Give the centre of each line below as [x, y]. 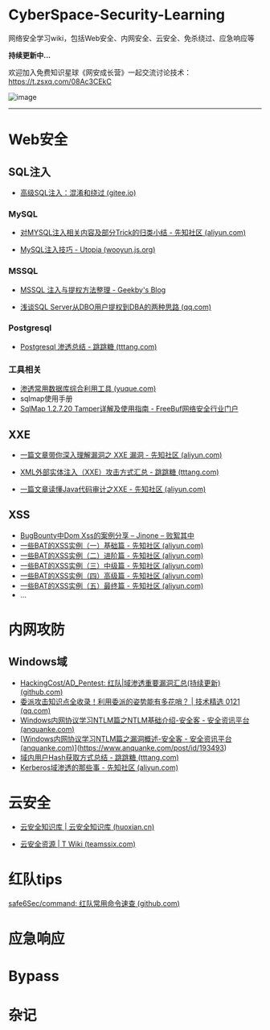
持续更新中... [30, 55]
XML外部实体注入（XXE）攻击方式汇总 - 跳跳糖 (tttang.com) [119, 472]
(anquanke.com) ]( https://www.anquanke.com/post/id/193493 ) [123, 747]
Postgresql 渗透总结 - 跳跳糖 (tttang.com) [88, 346]
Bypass [34, 976]
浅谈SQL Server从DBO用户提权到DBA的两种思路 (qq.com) [115, 307]
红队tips [35, 879]
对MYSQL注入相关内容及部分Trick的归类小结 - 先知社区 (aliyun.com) [133, 233]
